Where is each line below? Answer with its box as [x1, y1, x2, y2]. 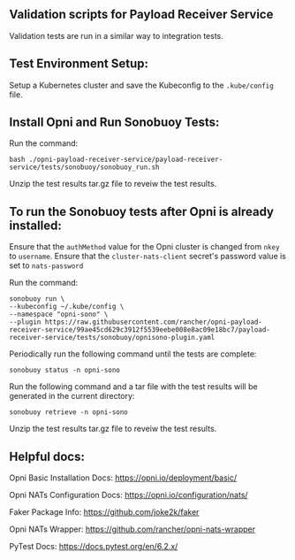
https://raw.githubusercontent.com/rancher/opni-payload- [44, 318, 263, 326]
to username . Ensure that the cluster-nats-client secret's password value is [9, 251, 287, 262]
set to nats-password [9, 260, 84, 271]
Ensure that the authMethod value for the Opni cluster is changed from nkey [9, 242, 280, 252]
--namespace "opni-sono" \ [9, 310, 109, 319]
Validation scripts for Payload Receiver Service [9, 7, 274, 22]
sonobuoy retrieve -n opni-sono [9, 408, 128, 417]
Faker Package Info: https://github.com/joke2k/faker [9, 507, 200, 518]
